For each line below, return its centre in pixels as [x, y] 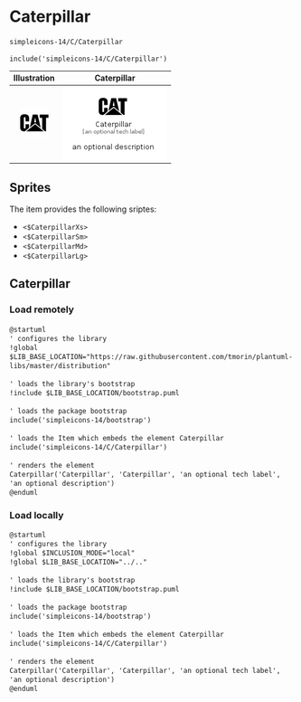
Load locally [37, 515]
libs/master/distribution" [60, 365]
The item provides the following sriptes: [83, 209]
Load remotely [42, 309]
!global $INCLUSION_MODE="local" [72, 553]
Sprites [30, 187]
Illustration [34, 78]
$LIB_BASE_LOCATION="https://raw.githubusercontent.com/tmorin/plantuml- [151, 356]
